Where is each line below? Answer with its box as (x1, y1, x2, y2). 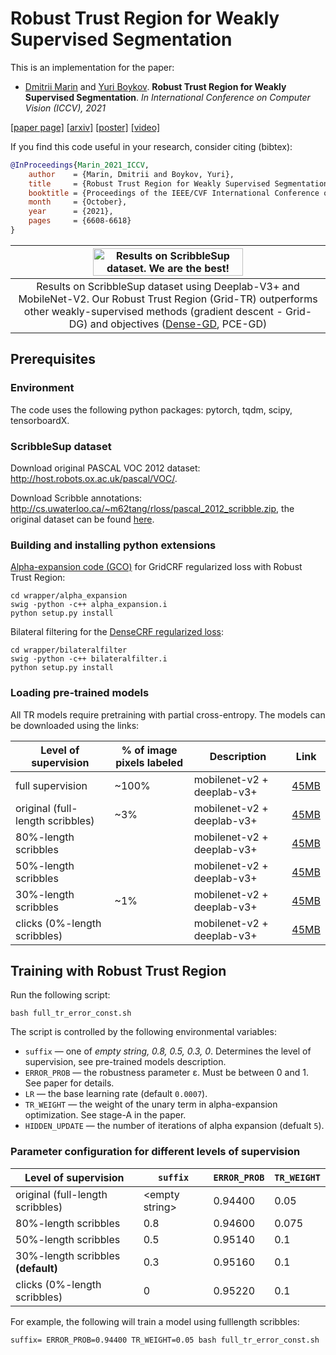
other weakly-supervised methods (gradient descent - (23, 304, 283, 318)
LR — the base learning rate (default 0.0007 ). (24, 1088, 208, 1100)
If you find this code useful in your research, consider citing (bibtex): (10, 140, 293, 152)
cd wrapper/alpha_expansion (10, 591, 128, 601)
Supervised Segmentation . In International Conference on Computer (24, 91, 311, 103)
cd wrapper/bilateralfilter (10, 645, 128, 656)
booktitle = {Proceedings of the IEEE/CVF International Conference (28, 188, 320, 198)
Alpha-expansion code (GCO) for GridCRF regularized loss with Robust (10, 561, 303, 573)
